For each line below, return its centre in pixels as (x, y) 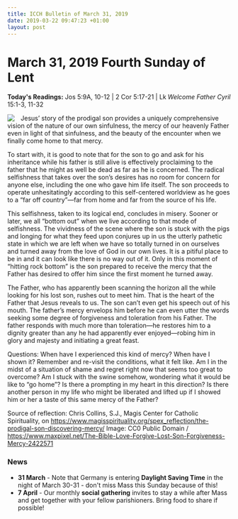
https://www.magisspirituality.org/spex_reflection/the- (130, 421)
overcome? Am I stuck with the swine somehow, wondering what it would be (119, 377)
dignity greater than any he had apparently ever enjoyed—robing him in (112, 333)
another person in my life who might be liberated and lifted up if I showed (114, 392)
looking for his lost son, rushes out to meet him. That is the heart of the (111, 295)
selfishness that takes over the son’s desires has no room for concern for (114, 177)
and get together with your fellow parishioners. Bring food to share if (118, 500)
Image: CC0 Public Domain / (147, 428)
